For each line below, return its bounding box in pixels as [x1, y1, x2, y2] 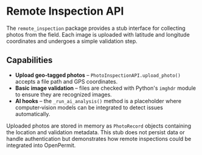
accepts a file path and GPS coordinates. [15, 77, 118, 85]
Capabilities [6, 55, 53, 65]
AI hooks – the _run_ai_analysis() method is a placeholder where [15, 97, 181, 104]
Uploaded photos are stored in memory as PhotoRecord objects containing [6, 122, 192, 129]
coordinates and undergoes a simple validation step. [6, 37, 138, 45]
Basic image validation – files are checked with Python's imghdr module [15, 84, 197, 92]
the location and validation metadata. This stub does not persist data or [6, 128, 185, 135]
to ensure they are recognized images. [15, 90, 113, 98]
